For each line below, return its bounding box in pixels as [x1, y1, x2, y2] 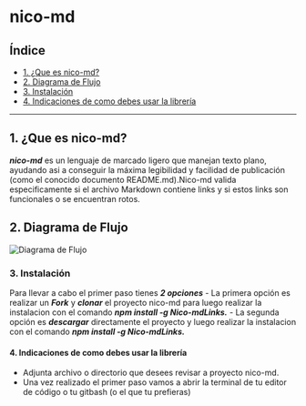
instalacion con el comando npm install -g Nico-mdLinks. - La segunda [9, 307, 280, 318]
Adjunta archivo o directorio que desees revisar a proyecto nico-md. [22, 367, 280, 379]
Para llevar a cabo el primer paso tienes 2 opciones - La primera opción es [9, 287, 291, 298]
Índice [9, 43, 46, 58]
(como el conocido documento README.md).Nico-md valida [9, 174, 237, 185]
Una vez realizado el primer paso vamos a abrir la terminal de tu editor [22, 377, 287, 388]
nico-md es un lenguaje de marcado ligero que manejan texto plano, [9, 155, 267, 166]
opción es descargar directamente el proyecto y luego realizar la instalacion [9, 316, 297, 327]
